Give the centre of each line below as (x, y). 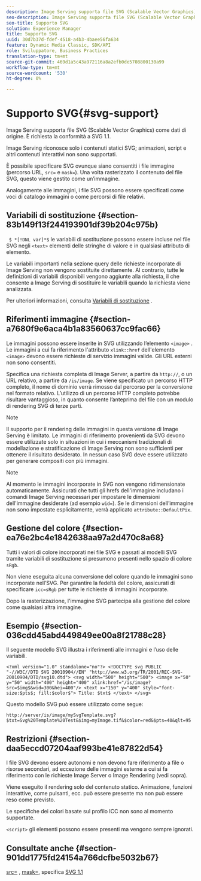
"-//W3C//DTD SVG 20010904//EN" (46, 672)
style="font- (159, 688)
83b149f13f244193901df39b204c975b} (82, 225)
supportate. (20, 818)
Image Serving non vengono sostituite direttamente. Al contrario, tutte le (95, 270)
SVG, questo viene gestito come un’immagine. (63, 179)
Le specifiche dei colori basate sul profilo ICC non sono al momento (90, 812)
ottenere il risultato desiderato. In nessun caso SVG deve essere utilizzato (97, 454)
